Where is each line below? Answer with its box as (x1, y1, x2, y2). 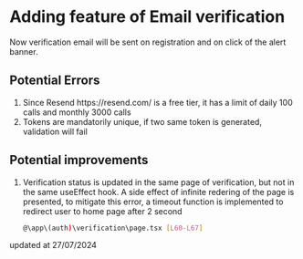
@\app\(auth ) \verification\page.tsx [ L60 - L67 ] (22, 223, 204, 233)
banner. (9, 46, 38, 57)
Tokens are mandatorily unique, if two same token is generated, (22, 116, 263, 127)
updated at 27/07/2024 (9, 240, 98, 251)
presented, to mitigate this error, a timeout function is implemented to (22, 196, 284, 207)
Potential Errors (9, 73, 100, 88)
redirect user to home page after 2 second (22, 205, 183, 216)
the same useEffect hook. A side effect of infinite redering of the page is (22, 186, 295, 197)
